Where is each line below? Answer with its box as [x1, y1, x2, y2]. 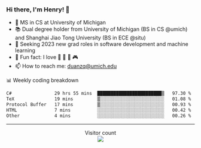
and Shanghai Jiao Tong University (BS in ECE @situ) [14, 34, 147, 41]
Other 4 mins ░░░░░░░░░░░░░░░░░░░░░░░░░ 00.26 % [6, 113, 191, 119]
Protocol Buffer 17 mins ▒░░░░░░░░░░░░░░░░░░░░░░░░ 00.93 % [6, 101, 191, 108]
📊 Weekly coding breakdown [6, 77, 79, 84]
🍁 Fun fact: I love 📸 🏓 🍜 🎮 [14, 54, 79, 61]
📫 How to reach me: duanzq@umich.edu [14, 63, 117, 70]
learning [14, 47, 36, 54]
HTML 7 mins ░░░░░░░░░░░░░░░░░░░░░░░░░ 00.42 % [6, 107, 191, 113]
